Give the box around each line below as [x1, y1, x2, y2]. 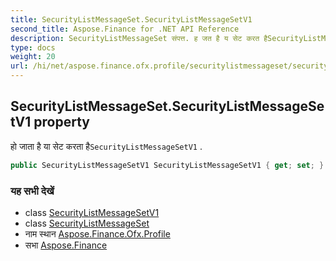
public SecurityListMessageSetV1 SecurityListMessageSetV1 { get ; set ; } [10, 160, 325, 170]
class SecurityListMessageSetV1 [24, 206, 160, 218]
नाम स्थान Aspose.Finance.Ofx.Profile [24, 227, 171, 240]
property [33, 114, 90, 131]
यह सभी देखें [10, 184, 55, 198]
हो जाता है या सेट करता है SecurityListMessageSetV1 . [10, 140, 203, 152]
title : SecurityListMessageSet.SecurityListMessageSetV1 [10, 14, 253, 25]
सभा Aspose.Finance [24, 239, 108, 251]
